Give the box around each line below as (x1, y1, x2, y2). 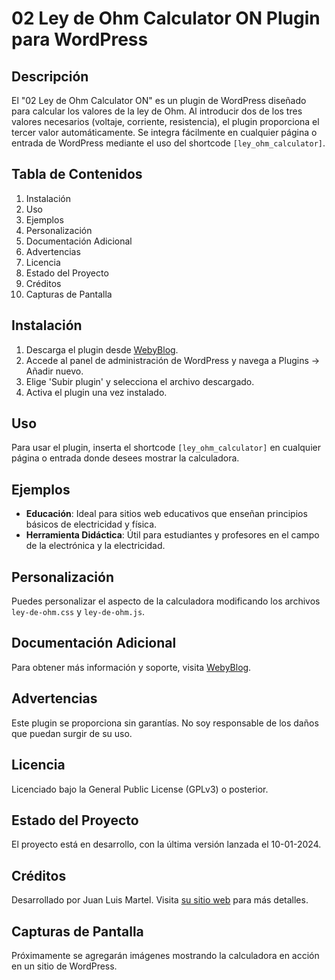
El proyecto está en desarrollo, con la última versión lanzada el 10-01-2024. (11, 838, 322, 851)
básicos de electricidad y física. (25, 518, 158, 531)
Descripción (11, 68, 89, 85)
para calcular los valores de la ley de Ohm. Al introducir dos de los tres (11, 105, 303, 117)
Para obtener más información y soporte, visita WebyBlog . (11, 661, 252, 673)
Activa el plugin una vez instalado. (25, 386, 168, 398)
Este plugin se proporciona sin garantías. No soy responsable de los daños (11, 717, 319, 729)
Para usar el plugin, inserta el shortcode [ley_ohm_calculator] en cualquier (11, 442, 321, 454)
